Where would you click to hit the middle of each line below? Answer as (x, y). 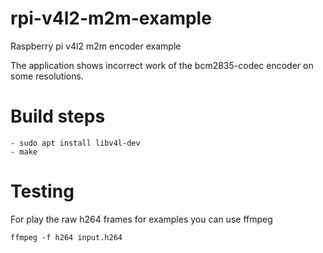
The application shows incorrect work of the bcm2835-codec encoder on (162, 65)
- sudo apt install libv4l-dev (75, 143)
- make (24, 152)
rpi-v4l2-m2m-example (111, 18)
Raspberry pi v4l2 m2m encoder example (96, 46)
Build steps (58, 116)
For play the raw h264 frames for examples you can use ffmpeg (141, 219)
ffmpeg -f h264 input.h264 (66, 237)
